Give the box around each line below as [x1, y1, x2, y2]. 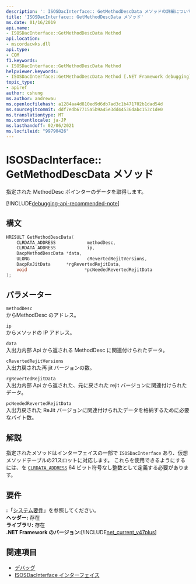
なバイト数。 [6, 414, 37, 421]
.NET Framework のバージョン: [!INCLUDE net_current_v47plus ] [6, 529, 157, 536]
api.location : [6, 36, 41, 42]
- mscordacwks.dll [6, 42, 51, 47]
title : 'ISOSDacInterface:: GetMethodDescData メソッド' [6, 14, 144, 20]
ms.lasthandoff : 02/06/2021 [6, 123, 75, 129]
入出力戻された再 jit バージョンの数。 [6, 364, 95, 372]
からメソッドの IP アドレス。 [6, 329, 75, 336]
